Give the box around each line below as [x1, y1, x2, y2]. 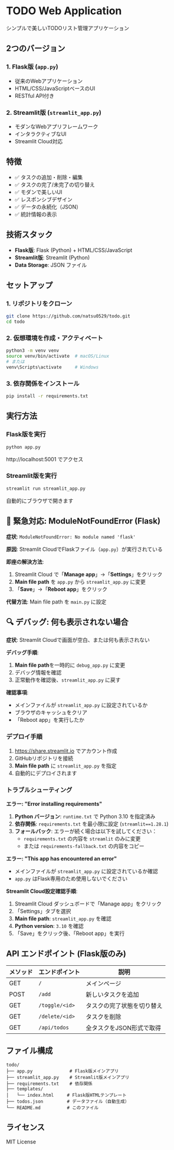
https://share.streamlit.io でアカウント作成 [14, 747, 117, 754]
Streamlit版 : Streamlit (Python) [14, 253, 90, 261]
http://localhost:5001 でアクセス [6, 455, 84, 462]
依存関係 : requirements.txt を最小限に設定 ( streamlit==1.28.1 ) [14, 820, 169, 827]
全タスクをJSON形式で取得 [86, 1023, 161, 1032]
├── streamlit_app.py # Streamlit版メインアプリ [6, 1074, 130, 1080]
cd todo [6, 319, 25, 325]
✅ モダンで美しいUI [14, 188, 63, 195]
